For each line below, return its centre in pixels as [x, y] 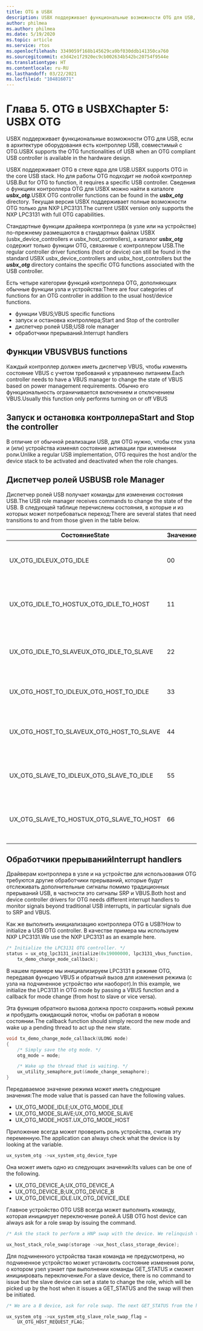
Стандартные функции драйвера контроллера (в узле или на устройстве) [101, 226]
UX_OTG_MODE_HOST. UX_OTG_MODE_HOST [72, 1120]
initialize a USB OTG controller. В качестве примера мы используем [92, 931]
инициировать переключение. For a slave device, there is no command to [99, 1275]
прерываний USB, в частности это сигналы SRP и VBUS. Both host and [96, 893]
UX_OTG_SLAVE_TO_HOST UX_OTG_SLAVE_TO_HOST [85, 819]
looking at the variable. [35, 1144]
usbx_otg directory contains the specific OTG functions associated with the [100, 265]
